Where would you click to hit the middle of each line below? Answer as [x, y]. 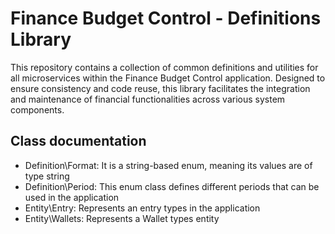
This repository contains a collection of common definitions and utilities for [164, 67]
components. [37, 109]
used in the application [72, 197]
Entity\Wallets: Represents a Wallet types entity [122, 218]
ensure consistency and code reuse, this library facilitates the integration [160, 88]
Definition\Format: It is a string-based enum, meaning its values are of [168, 165]
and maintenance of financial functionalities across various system [148, 99]
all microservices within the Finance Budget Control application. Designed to [168, 78]
